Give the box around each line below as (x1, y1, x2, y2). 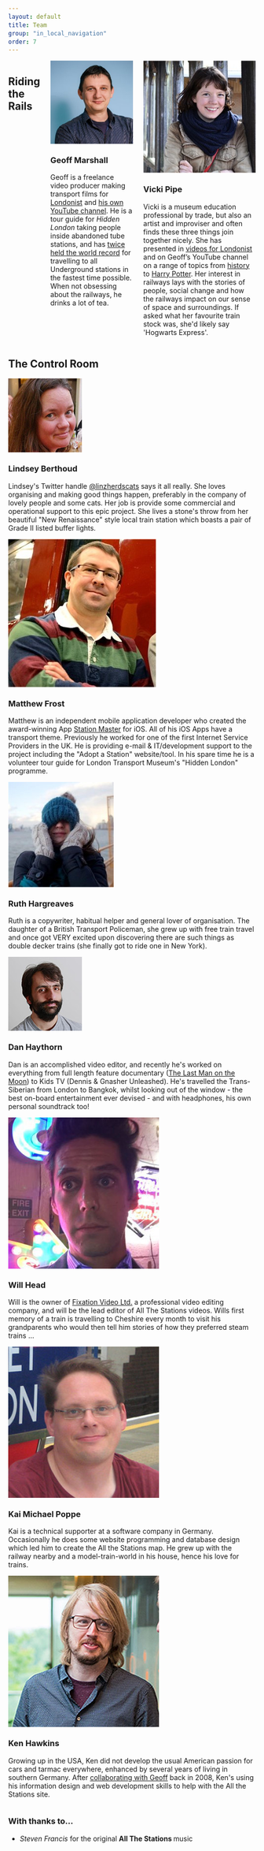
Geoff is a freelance (49, 172, 115, 181)
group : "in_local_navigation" (8, 29, 108, 37)
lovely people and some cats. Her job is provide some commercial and (8, 497, 236, 508)
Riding (8, 75, 41, 88)
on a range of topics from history (143, 260, 250, 270)
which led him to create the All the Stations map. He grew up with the (8, 1544, 233, 1553)
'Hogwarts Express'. (143, 327, 208, 337)
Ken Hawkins (8, 1738, 60, 1749)
